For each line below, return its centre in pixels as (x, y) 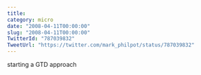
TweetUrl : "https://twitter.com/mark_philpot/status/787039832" (101, 45)
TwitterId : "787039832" (41, 39)
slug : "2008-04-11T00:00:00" (49, 32)
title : (16, 13)
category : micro (30, 20)
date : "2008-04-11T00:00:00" (49, 26)
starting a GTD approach (42, 64)
